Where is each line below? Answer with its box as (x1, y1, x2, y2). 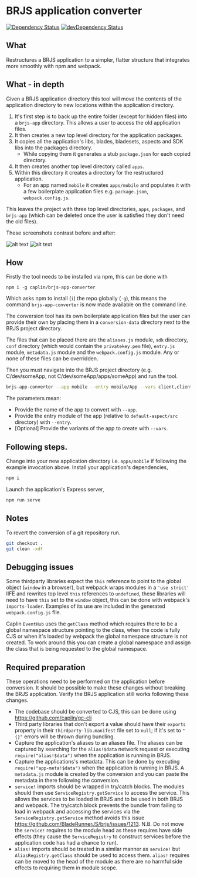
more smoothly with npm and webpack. (6, 62, 101, 69)
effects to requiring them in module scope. (14, 864, 118, 871)
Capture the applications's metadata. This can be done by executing (14, 758, 180, 765)
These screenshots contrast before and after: (6, 229, 116, 236)
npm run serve (6, 497, 41, 503)
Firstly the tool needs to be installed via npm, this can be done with (6, 273, 168, 280)
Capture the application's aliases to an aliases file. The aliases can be (14, 739, 183, 746)
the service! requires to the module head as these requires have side (14, 827, 183, 834)
